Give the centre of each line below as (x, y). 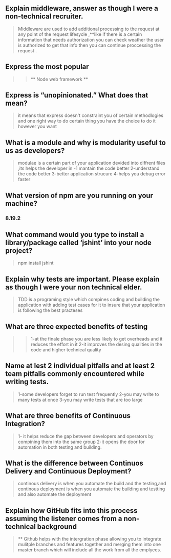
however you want (37, 126)
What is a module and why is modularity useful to (86, 142)
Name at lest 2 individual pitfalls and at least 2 (80, 366)
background (57, 526)
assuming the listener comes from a (64, 518)
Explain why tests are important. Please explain (82, 279)
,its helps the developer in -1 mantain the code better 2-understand (89, 168)
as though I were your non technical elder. (74, 287)
